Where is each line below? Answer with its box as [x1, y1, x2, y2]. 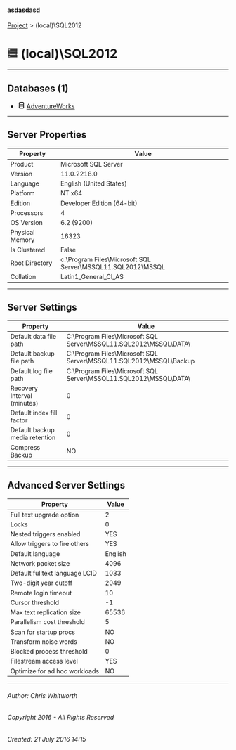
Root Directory [10, 259, 53, 267]
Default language [10, 549, 60, 558]
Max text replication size [10, 608, 81, 616]
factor [10, 416, 28, 425]
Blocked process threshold [10, 647, 88, 656]
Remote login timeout [10, 588, 72, 597]
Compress [10, 443, 41, 451]
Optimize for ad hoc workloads [10, 666, 100, 675]
